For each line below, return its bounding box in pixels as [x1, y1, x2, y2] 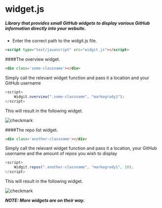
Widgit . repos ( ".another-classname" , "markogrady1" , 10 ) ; [14, 165, 134, 170]
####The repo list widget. [5, 127, 58, 133]
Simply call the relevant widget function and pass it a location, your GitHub [5, 145, 157, 151]
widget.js [5, 3, 44, 15]
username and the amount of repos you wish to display [5, 151, 118, 157]
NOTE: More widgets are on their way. [5, 198, 85, 204]
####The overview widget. [5, 56, 60, 62]
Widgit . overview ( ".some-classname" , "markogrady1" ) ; [14, 94, 125, 99]
